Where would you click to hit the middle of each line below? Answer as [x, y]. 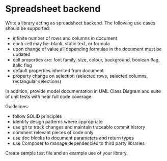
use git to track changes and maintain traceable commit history [79, 127]
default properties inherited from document [58, 70]
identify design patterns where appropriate [58, 121]
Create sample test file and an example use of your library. [67, 153]
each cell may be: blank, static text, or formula [61, 43]
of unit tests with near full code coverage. [49, 96]
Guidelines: [17, 106]
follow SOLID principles [37, 116]
